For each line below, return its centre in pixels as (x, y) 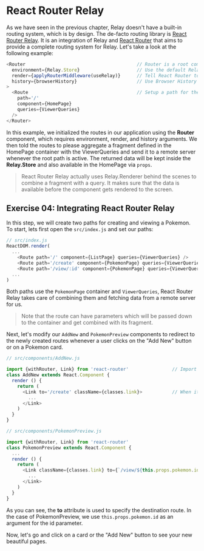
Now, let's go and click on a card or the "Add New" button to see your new (99, 535)
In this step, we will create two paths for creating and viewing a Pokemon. (99, 223)
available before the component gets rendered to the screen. (97, 189)
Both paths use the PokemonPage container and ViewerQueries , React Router (100, 291)
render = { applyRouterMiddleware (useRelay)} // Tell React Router (101, 76)
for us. (15, 305)
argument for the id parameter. (45, 523)
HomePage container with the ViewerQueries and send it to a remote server (101, 152)
